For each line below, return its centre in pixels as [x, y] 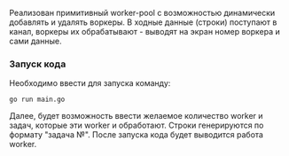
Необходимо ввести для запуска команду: [90, 83]
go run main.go [37, 100]
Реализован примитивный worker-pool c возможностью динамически [142, 13]
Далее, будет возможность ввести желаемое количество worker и [136, 116]
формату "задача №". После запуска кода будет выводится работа [137, 135]
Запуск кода [38, 64]
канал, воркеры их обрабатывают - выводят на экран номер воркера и [145, 31]
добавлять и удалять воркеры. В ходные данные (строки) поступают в [143, 22]
